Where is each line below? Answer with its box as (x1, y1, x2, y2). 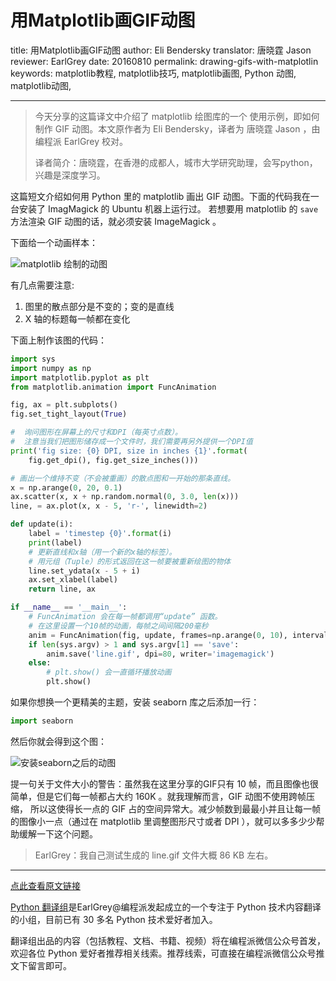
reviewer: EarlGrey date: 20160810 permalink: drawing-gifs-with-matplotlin (10, 55, 319, 67)
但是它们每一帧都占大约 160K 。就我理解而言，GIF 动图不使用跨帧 (36, 790, 307, 802)
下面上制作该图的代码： (10, 334, 107, 346)
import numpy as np (10, 363, 92, 373)
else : (28, 658, 52, 668)
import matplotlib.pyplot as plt (10, 372, 150, 383)
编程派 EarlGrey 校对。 (34, 135, 129, 147)
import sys (10, 354, 56, 364)
